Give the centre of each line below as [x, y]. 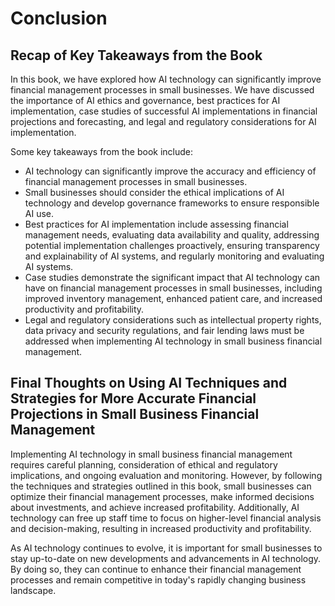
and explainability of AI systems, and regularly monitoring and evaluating [174, 256]
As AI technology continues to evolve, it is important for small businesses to [166, 548]
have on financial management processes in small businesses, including [173, 288]
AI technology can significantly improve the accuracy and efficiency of [170, 171]
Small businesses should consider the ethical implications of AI [154, 192]
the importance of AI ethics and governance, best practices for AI [145, 100]
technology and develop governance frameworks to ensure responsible [172, 203]
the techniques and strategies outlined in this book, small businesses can [161, 486]
